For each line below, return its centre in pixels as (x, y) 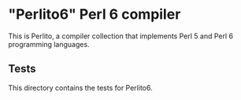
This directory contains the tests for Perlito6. (80, 87)
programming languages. (49, 44)
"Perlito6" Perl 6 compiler (95, 14)
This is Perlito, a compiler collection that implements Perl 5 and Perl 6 (121, 36)
